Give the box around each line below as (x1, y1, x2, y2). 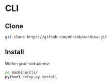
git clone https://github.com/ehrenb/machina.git (5, 35, 108, 39)
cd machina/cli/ (5, 70, 38, 75)
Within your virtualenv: (5, 60, 50, 66)
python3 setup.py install (5, 74, 57, 79)
